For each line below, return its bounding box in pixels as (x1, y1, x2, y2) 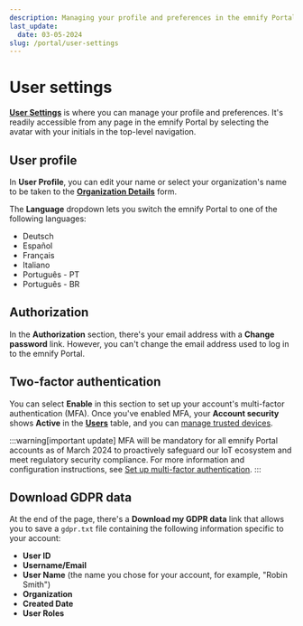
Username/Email (22, 560, 87, 571)
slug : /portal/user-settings (9, 38, 119, 48)
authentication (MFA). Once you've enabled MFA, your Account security (9, 407, 280, 418)
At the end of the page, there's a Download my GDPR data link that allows (9, 514, 285, 525)
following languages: (9, 213, 87, 224)
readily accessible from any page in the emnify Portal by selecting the (9, 117, 269, 127)
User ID (22, 550, 51, 561)
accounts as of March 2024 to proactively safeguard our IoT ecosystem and (9, 444, 292, 455)
